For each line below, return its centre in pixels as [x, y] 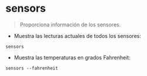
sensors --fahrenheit [32, 68]
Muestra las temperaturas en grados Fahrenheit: [72, 57]
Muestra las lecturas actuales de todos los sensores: [77, 36]
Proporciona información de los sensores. [70, 25]
